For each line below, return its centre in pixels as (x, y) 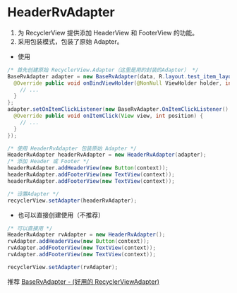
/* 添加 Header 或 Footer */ (49, 162)
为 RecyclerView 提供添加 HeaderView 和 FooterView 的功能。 (108, 32)
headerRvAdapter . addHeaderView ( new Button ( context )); (88, 168)
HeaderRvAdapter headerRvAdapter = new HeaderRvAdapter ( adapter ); (107, 155)
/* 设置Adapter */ (33, 194)
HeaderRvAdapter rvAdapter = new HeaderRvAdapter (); (86, 235)
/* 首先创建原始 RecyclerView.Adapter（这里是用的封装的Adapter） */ (103, 70)
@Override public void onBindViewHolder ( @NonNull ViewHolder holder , (118, 83)
